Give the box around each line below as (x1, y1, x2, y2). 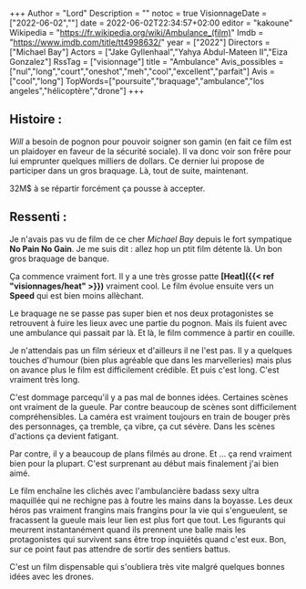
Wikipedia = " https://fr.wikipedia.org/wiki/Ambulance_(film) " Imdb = (9, 27, 264, 37)
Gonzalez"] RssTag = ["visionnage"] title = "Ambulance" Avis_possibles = (9, 57, 284, 67)
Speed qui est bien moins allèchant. (9, 289, 144, 300)
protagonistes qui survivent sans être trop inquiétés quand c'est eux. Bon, (9, 533, 287, 544)
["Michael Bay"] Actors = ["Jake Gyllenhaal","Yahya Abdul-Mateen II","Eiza (9, 47, 289, 58)
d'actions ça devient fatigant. (9, 430, 119, 441)
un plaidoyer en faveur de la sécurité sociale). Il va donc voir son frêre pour (9, 145, 291, 156)
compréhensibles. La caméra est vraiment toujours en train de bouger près (9, 411, 291, 422)
